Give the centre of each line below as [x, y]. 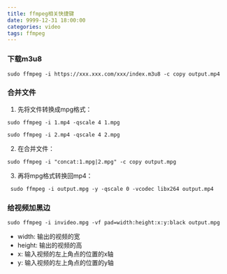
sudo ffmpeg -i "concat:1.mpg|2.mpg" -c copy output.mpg [92, 161]
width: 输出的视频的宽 [49, 237]
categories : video [34, 27]
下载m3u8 [25, 59]
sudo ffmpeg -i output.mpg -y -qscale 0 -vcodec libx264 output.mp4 [112, 189]
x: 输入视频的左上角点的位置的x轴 [65, 254]
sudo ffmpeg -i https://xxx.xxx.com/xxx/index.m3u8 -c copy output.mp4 [113, 74]
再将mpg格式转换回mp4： [55, 175]
